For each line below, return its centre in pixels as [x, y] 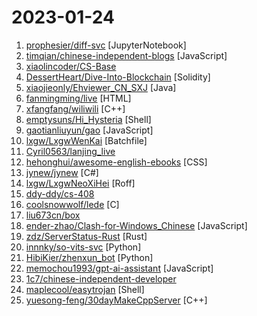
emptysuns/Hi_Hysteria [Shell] [88, 119]
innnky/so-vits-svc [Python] [83, 247]
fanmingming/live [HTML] [78, 98]
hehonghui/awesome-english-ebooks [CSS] [116, 162]
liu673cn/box [53, 215]
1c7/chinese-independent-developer [101, 278]
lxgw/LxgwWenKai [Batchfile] [86, 140]
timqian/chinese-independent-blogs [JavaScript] [126, 55]
